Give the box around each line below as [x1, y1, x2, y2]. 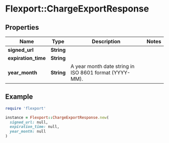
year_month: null [10, 129, 46, 134]
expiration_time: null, [10, 124, 59, 129]
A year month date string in [70, 63, 135, 69]
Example [5, 93, 33, 101]
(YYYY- [111, 69, 131, 76]
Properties [5, 23, 39, 32]
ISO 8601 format [70, 69, 111, 76]
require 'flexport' [5, 106, 46, 111]
